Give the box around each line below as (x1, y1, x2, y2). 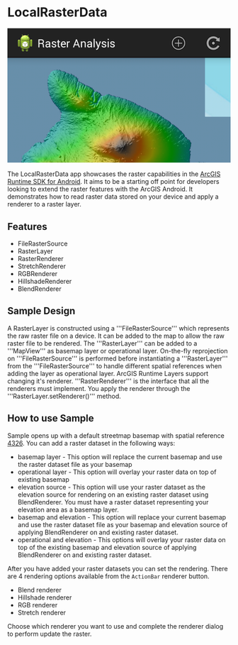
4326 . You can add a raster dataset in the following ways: (7, 439, 176, 447)
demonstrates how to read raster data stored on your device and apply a (7, 192, 219, 201)
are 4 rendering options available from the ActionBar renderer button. (7, 572, 210, 580)
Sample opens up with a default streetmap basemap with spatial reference (7, 431, 225, 440)
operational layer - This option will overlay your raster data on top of (17, 468, 217, 476)
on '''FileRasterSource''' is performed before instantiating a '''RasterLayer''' (7, 354, 228, 363)
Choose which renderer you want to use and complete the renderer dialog (7, 622, 224, 630)
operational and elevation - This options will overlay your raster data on (17, 535, 226, 544)
